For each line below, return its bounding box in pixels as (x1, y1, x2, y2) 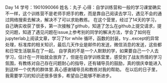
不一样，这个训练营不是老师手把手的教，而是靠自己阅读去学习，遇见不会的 (5, 10, 158, 16)
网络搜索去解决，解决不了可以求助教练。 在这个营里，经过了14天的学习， (9, 17, 159, 22)
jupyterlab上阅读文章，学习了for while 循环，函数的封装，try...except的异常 (5, 35, 159, 41)
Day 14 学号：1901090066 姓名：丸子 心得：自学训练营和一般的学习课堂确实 (5, 4, 162, 10)
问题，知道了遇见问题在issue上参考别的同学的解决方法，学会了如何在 (9, 29, 151, 35)
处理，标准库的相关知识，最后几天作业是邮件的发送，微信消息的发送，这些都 (5, 42, 162, 47)
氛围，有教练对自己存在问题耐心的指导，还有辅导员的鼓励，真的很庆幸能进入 (5, 60, 162, 66)
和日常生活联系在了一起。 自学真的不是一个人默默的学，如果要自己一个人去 (5, 48, 159, 54)
